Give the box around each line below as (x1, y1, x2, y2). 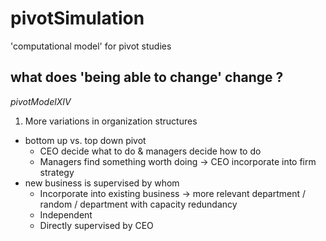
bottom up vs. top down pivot (24, 134, 147, 146)
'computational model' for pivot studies (10, 40, 172, 52)
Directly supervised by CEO (39, 219, 154, 231)
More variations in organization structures (24, 115, 198, 127)
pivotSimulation (10, 7, 145, 30)
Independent (39, 208, 93, 221)
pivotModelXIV (10, 95, 72, 107)
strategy (39, 166, 75, 178)
